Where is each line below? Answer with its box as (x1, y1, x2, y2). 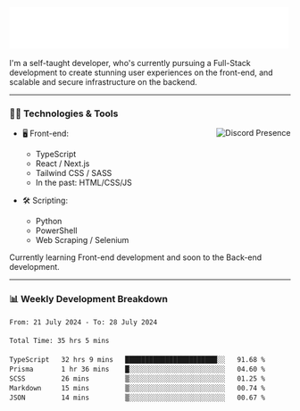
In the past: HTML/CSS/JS (35, 177, 132, 189)
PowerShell (35, 225, 78, 236)
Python (35, 216, 62, 227)
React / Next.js (35, 158, 90, 169)
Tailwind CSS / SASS (35, 168, 112, 179)
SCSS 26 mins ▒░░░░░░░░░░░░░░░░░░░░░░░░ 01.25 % (9, 373, 266, 383)
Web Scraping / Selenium (35, 235, 129, 246)
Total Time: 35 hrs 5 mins (9, 337, 110, 346)
